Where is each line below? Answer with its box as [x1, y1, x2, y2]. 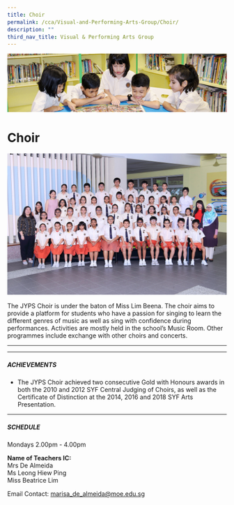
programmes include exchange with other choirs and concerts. [7, 331, 188, 340]
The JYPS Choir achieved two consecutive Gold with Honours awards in [17, 378, 225, 386]
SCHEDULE [7, 423, 40, 431]
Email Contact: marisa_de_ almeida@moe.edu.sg [7, 490, 145, 498]
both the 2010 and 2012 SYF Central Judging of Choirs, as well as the [17, 386, 217, 394]
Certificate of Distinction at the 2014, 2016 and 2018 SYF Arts [17, 393, 194, 401]
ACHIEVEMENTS [7, 361, 57, 369]
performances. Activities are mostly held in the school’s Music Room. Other [7, 324, 224, 333]
